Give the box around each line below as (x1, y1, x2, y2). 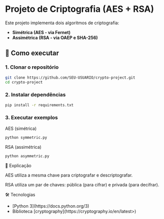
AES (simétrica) (5, 125, 37, 131)
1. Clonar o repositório (5, 64, 59, 71)
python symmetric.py (5, 135, 48, 140)
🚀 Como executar (5, 49, 59, 57)
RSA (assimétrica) (5, 144, 42, 150)
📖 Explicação (5, 162, 32, 169)
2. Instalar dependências (5, 91, 66, 98)
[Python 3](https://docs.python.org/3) (12, 203, 90, 209)
